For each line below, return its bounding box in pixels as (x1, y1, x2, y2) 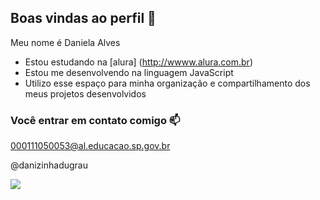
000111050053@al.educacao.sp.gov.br (10, 140, 171, 152)
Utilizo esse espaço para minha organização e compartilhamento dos (24, 77, 311, 89)
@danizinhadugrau (10, 159, 88, 171)
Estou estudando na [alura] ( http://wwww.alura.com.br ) (24, 56, 253, 68)
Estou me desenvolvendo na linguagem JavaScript (24, 66, 234, 78)
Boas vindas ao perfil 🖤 (10, 10, 157, 27)
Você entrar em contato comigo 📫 (10, 113, 181, 127)
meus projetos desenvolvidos (24, 87, 147, 100)
